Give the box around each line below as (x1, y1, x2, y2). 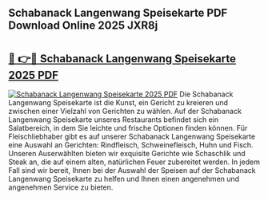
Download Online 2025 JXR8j (8, 19, 158, 33)
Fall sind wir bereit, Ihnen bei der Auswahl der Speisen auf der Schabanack (8, 166, 256, 175)
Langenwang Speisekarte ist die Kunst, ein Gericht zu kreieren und (8, 98, 229, 107)
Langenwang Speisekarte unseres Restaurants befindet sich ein (8, 115, 219, 124)
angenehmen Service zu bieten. (8, 182, 114, 192)
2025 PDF (8, 68, 58, 82)
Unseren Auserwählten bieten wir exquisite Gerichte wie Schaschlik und (8, 149, 246, 158)
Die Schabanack (179, 89, 234, 99)
